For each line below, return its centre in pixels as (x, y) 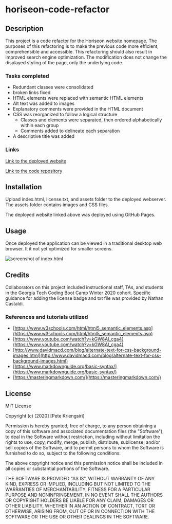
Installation (24, 187)
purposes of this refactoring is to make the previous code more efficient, (82, 46)
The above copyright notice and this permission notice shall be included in (84, 463)
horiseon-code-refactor (58, 10)
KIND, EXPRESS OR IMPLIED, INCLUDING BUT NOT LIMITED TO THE (78, 484)
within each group (40, 125)
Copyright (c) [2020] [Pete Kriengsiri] (45, 416)
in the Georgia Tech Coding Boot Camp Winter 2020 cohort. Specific (78, 293)
